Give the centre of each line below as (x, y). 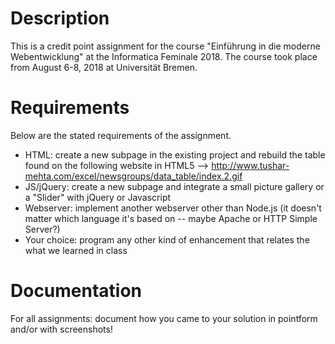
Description (60, 18)
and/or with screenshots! (61, 329)
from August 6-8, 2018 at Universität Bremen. (104, 67)
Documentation (76, 291)
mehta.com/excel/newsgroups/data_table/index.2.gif (133, 176)
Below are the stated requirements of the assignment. (121, 135)
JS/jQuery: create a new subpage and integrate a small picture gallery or (174, 186)
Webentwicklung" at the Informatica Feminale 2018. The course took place (164, 56)
